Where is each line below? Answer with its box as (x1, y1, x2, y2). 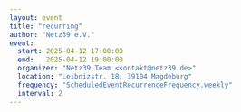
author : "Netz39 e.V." (9, 30, 95, 39)
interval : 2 (17, 89, 63, 98)
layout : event (9, 13, 63, 23)
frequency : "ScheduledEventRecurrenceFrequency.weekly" (17, 80, 233, 89)
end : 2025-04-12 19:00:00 (17, 55, 124, 64)
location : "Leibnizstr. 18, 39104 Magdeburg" (17, 72, 193, 81)
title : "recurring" (9, 22, 83, 31)
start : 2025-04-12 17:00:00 (17, 47, 124, 56)
